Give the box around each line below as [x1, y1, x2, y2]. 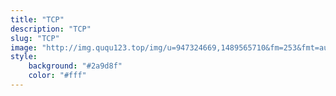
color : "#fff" [28, 71, 87, 81]
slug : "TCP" [10, 33, 60, 43]
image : [10, 42, 38, 53]
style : [10, 52, 38, 62]
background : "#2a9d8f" [28, 61, 123, 71]
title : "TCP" [10, 14, 65, 25]
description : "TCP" [10, 24, 92, 34]
